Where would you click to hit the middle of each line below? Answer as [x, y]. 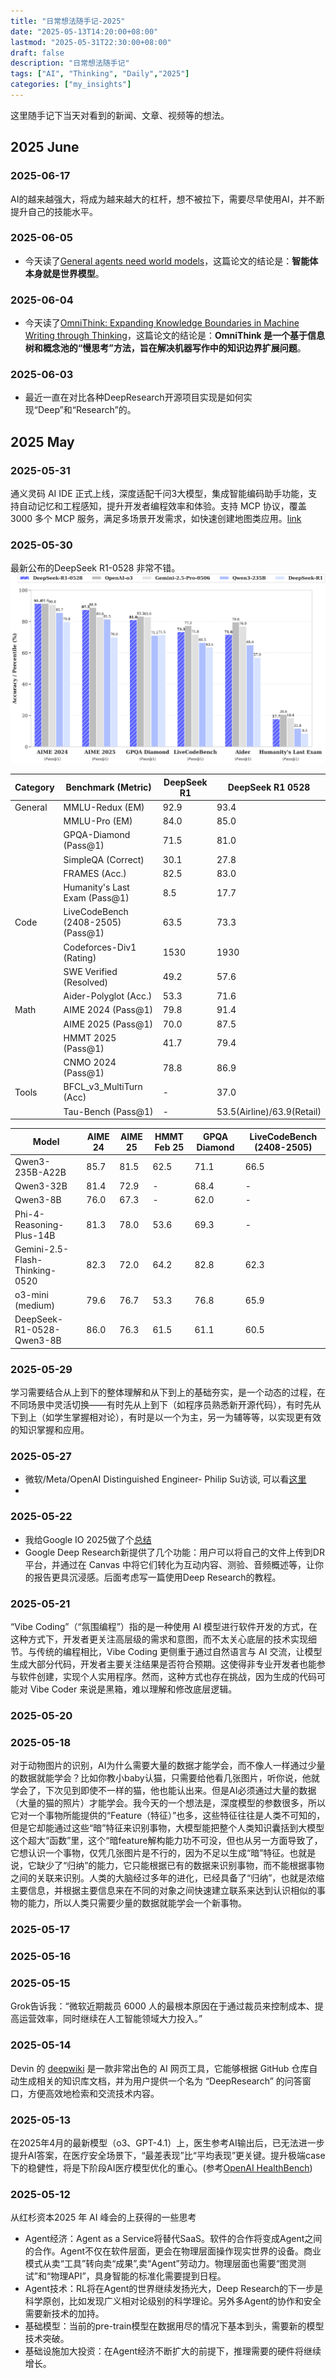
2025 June [45, 147]
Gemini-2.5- [41, 1249]
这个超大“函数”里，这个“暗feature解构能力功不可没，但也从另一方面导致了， [166, 1841]
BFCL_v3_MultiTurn [103, 1087]
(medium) [34, 1306]
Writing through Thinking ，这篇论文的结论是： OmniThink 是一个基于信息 [175, 336]
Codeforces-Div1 [100, 947]
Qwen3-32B [41, 1186]
